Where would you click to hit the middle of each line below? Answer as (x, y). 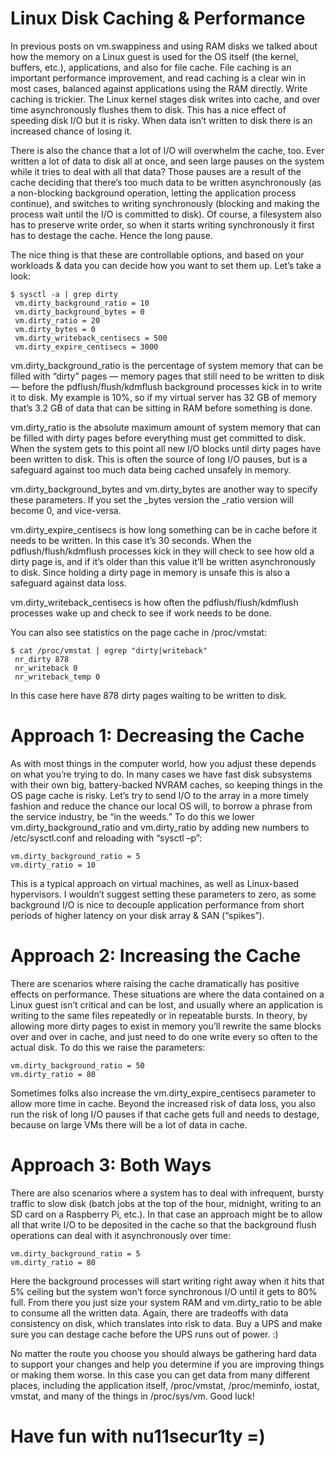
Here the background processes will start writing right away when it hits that (167, 1281)
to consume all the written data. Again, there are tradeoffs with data (149, 1313)
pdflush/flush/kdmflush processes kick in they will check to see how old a (162, 551)
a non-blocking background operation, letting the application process (153, 193)
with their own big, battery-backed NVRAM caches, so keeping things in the (166, 784)
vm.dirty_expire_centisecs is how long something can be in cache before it (164, 529)
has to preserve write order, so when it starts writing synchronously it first (162, 224)
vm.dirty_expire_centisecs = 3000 (86, 347)
